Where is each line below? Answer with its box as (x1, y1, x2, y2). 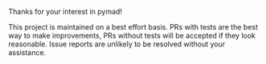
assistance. (8, 48, 47, 57)
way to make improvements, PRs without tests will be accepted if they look (8, 31, 256, 40)
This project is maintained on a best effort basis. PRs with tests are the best (8, 22, 259, 31)
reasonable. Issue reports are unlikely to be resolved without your (8, 39, 226, 49)
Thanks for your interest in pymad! (8, 7, 123, 16)
